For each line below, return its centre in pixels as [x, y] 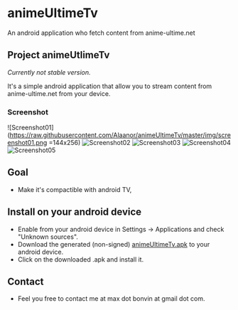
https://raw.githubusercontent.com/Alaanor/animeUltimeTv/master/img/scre [120, 135]
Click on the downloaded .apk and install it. [81, 259]
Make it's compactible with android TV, [75, 189]
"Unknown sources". [48, 237]
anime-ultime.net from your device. [59, 93]
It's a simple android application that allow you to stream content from [110, 86]
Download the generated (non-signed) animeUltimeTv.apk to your [114, 244]
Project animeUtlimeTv [59, 55]
